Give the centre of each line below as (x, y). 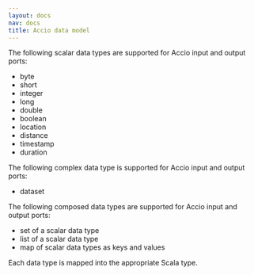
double (31, 110)
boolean (33, 119)
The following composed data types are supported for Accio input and (123, 207)
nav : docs (25, 23)
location (33, 127)
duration (33, 152)
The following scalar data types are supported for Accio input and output (127, 53)
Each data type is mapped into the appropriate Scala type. (103, 263)
